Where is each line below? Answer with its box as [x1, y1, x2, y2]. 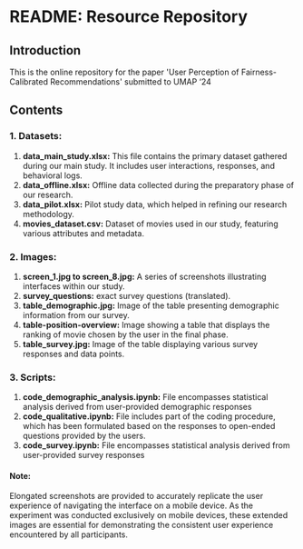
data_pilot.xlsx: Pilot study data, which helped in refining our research [22, 198, 288, 210]
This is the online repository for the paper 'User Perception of [9, 66, 239, 77]
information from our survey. [22, 309, 130, 320]
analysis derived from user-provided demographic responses [22, 402, 252, 413]
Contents [9, 103, 64, 118]
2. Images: [9, 250, 57, 263]
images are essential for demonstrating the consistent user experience [9, 520, 274, 531]
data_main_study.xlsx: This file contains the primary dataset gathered [22, 150, 288, 161]
